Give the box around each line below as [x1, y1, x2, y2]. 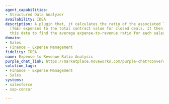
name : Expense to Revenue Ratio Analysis [5, 54, 94, 59]
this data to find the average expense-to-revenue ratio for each [10, 31, 152, 36]
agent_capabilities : [5, 7, 49, 13]
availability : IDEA [5, 17, 46, 22]
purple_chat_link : [5, 59, 44, 64]
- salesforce [5, 82, 33, 87]
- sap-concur [5, 86, 33, 92]
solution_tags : [5, 63, 37, 68]
